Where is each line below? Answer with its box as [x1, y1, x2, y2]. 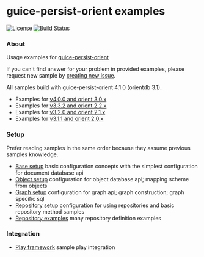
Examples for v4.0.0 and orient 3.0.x [15, 96, 107, 103]
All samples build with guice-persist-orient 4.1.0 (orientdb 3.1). [6, 84, 162, 91]
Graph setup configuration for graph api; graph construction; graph [15, 188, 184, 196]
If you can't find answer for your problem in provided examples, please [6, 65, 185, 73]
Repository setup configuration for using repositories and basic [15, 201, 175, 209]
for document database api [15, 169, 84, 176]
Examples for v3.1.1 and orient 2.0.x [15, 115, 104, 123]
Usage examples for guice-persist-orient [6, 54, 109, 61]
